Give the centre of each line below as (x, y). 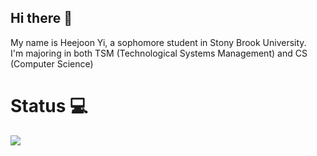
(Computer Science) (52, 63)
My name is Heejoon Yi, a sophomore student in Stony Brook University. (158, 42)
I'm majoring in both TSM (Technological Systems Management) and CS (159, 53)
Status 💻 (49, 106)
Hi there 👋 (41, 18)
